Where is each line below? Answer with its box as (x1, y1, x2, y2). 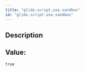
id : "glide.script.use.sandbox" (5, 12, 73, 17)
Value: (5, 48, 26, 57)
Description (5, 31, 43, 40)
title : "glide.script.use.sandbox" (5, 7, 80, 13)
